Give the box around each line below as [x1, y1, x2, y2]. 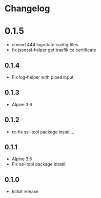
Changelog [4, 3, 50, 14]
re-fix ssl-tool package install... [11, 129, 74, 135]
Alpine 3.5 [11, 156, 32, 162]
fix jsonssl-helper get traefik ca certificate [11, 47, 96, 53]
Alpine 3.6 [11, 101, 32, 107]
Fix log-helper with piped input [11, 74, 74, 80]
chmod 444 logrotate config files [11, 42, 79, 48]
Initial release [11, 189, 39, 195]
